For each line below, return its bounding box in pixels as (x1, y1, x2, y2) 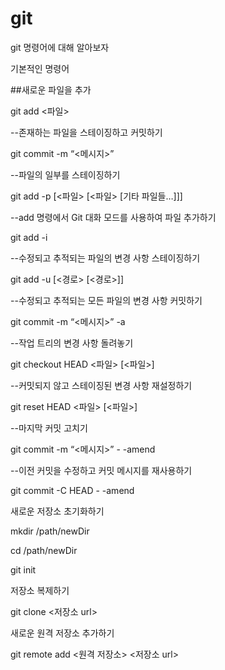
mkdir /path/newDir (10, 525, 90, 537)
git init (10, 563, 37, 576)
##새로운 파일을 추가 (10, 83, 92, 96)
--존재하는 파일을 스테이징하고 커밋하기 (10, 126, 163, 138)
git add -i (10, 231, 48, 243)
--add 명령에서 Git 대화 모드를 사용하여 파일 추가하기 (10, 211, 217, 223)
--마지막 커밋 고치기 (10, 422, 88, 434)
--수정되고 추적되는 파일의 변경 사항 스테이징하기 (10, 252, 201, 264)
